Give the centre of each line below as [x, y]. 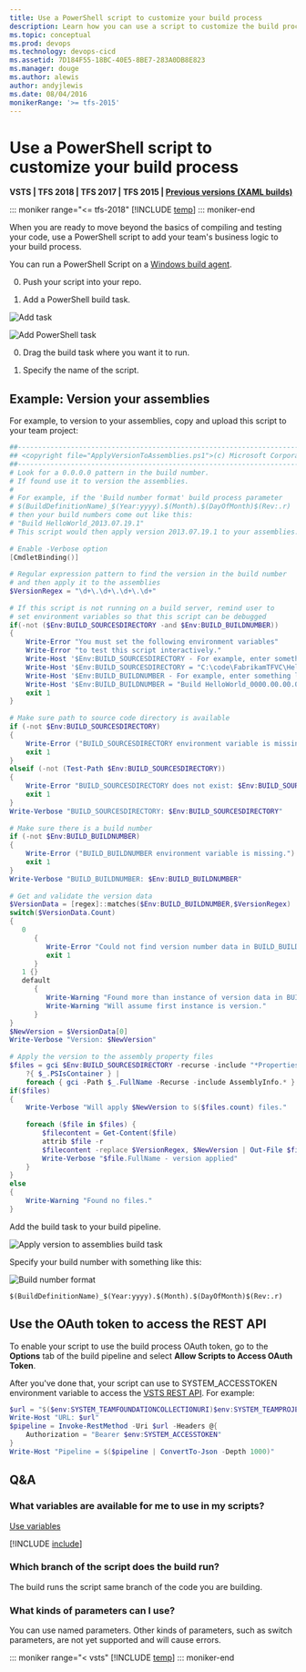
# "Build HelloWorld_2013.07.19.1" [77, 524]
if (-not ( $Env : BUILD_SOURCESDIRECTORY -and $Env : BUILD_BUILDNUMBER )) [144, 625]
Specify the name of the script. [81, 371]
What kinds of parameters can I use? [92, 1610]
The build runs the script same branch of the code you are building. [136, 1586]
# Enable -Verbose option [58, 549]
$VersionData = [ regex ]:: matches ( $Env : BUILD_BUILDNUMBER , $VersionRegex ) [150, 904]
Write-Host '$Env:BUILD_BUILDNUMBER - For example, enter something [158, 676]
